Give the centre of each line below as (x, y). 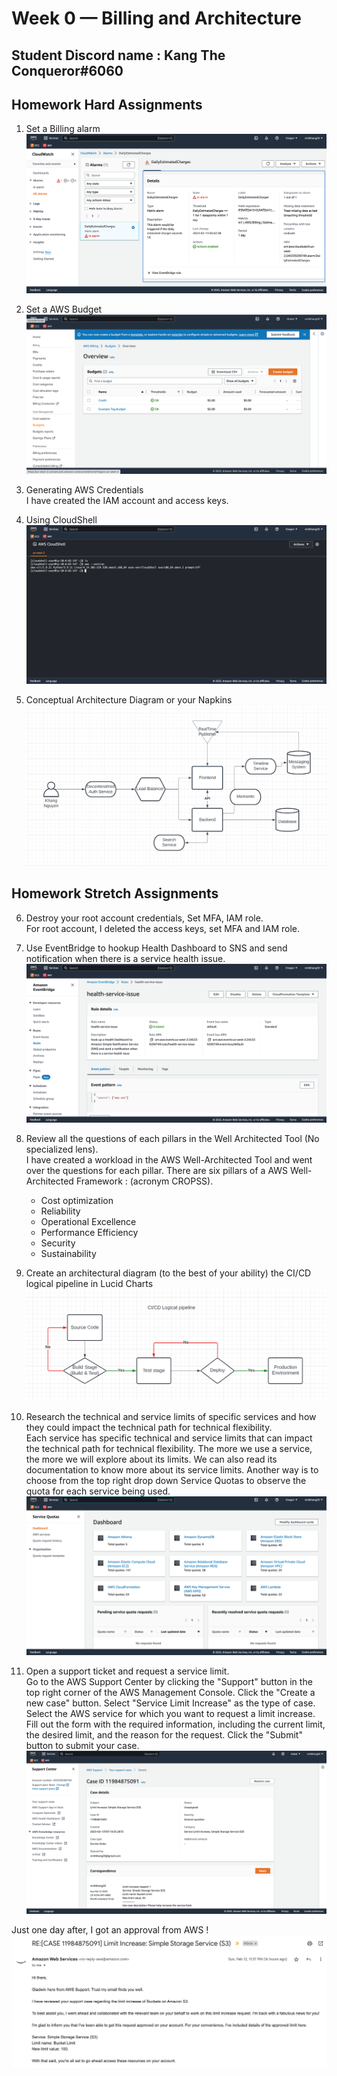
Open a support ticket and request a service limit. (127, 1671)
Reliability (60, 1211)
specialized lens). (62, 1149)
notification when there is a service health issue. (125, 958)
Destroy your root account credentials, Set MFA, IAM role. (144, 918)
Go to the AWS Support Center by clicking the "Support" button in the (169, 1681)
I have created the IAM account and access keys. (127, 501)
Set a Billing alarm (63, 129)
